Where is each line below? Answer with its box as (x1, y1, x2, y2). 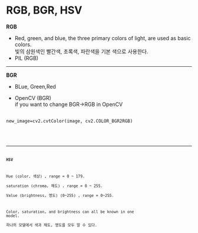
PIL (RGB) (14, 54, 39, 62)
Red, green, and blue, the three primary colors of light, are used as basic (14, 34, 191, 41)
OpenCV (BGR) (14, 94, 52, 101)
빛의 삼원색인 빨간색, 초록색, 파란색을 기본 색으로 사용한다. (14, 48, 148, 55)
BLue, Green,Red (14, 83, 56, 90)
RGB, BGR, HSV (6, 4, 82, 17)
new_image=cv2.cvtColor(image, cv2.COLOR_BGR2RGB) (6, 118, 133, 124)
